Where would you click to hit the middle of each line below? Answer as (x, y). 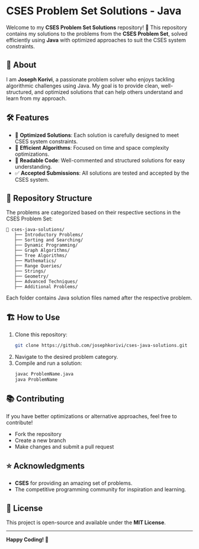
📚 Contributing (35, 399)
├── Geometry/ (31, 277)
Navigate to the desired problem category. (66, 357)
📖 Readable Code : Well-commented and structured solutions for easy (100, 160)
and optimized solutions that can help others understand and (109, 92)
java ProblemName (36, 379)
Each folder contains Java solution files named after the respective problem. (99, 298)
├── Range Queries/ (38, 266)
